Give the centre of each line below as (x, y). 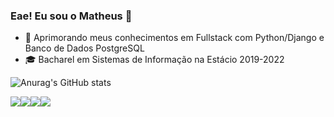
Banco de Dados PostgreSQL (84, 48)
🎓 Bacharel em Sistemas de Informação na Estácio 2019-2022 (154, 60)
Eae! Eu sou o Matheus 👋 (71, 16)
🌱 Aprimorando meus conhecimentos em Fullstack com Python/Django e (174, 38)
